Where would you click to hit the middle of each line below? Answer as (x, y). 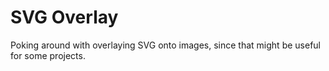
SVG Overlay (64, 17)
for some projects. (48, 55)
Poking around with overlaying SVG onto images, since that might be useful (165, 45)
